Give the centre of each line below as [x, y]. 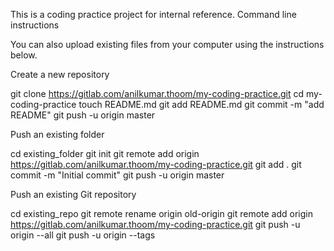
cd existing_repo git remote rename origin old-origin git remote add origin [161, 213]
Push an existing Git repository [73, 194]
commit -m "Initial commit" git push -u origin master [117, 175]
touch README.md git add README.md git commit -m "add [201, 104]
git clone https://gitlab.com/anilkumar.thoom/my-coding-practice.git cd [157, 93]
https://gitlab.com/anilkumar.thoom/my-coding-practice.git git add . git [156, 164]
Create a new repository [60, 74]
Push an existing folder [57, 134]
